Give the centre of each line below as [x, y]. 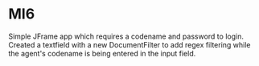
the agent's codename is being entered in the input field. [102, 53]
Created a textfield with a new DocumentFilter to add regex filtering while [129, 44]
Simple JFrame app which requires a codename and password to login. [126, 36]
